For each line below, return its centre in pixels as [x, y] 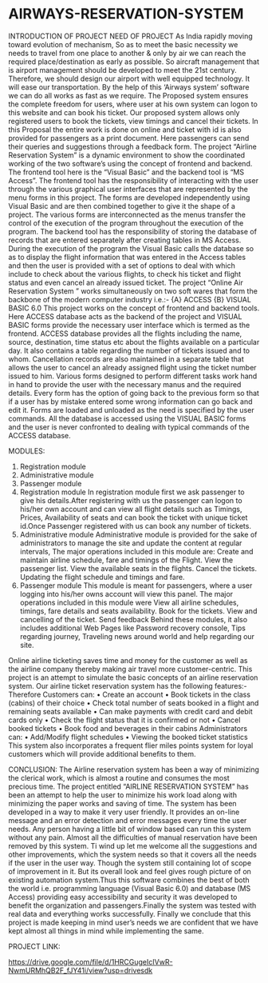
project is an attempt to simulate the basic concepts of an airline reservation [133, 677]
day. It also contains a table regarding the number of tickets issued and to [129, 350]
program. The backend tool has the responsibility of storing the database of [133, 231]
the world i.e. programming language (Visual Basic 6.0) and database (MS [130, 888]
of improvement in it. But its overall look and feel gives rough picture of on [130, 871]
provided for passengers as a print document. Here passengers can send [129, 138]
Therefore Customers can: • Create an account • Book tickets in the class [130, 694]
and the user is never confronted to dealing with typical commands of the [129, 427]
